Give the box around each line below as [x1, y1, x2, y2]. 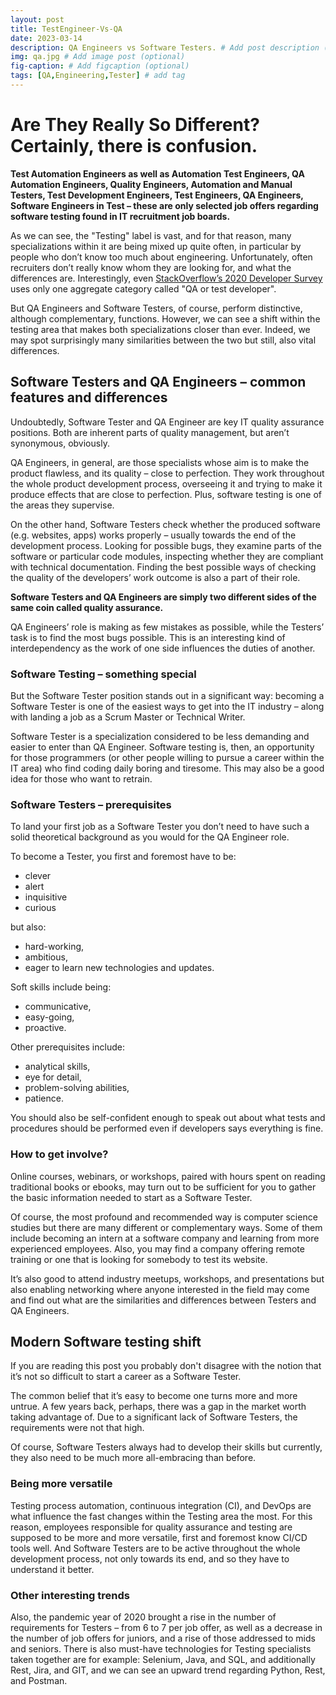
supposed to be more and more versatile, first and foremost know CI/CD [10, 1531, 308, 1543]
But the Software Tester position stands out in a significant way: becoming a [10, 689, 325, 701]
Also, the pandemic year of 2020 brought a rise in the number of [10, 1611, 277, 1623]
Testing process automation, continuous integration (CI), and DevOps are [10, 1499, 312, 1511]
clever [24, 870, 52, 882]
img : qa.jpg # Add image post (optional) [10, 52, 186, 62]
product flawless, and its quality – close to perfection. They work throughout [10, 467, 325, 479]
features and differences [10, 389, 168, 406]
